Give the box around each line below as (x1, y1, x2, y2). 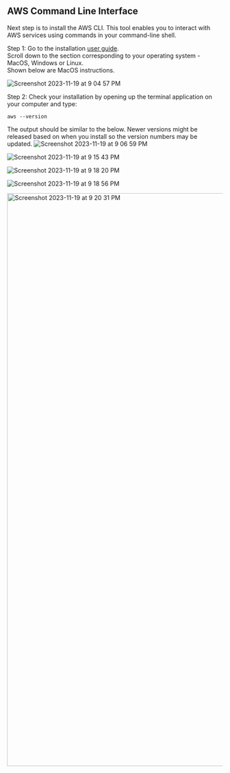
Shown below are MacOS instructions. (7, 66, 115, 74)
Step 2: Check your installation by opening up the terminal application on (7, 92, 212, 101)
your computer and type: (7, 99, 77, 108)
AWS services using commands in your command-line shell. (7, 31, 177, 39)
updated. (7, 140, 33, 148)
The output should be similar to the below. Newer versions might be (7, 125, 198, 133)
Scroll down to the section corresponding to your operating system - (7, 51, 201, 60)
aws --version (7, 113, 48, 120)
